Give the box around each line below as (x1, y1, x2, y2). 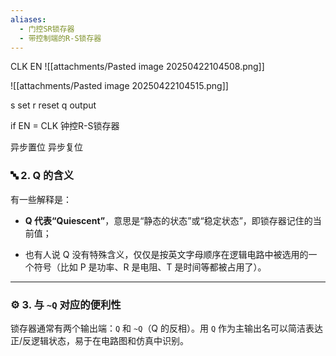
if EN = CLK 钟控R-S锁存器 (10, 120, 120, 132)
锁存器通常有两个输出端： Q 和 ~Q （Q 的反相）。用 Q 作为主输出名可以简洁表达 (10, 322, 324, 334)
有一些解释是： (10, 193, 72, 205)
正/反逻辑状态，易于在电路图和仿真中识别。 (10, 334, 190, 346)
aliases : (10, 14, 47, 25)
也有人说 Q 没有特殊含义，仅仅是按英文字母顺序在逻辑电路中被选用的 (24, 248, 309, 260)
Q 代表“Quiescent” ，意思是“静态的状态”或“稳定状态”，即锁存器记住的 (24, 214, 313, 226)
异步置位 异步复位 (10, 141, 83, 153)
